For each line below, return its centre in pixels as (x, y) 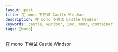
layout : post (19, 10)
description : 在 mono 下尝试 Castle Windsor (52, 19)
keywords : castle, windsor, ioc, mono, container (59, 24)
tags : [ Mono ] (19, 29)
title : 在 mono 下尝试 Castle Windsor (45, 15)
